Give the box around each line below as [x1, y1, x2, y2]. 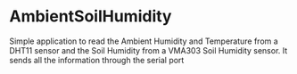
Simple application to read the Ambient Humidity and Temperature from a [9, 36, 278, 46]
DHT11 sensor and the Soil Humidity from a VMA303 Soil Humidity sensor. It [9, 45, 288, 55]
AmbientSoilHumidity [9, 6, 172, 27]
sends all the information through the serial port [9, 54, 185, 65]
